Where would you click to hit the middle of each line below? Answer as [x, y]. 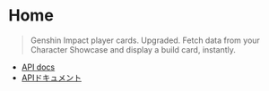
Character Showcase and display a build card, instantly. [133, 49]
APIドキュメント [52, 78]
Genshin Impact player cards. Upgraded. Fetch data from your [145, 40]
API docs [38, 67]
